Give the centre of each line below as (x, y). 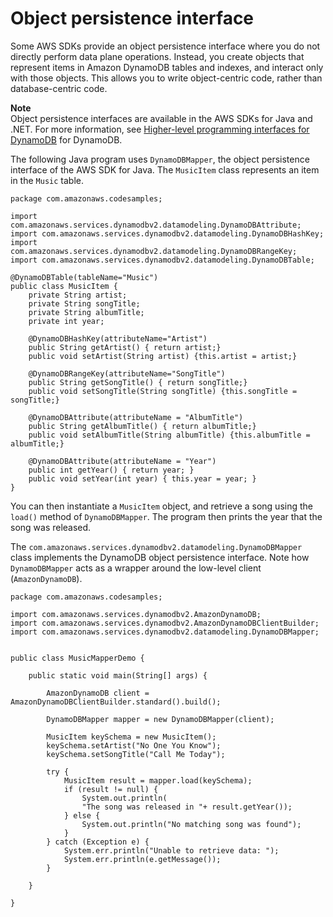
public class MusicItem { (64, 286)
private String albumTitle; (86, 312)
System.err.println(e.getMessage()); (142, 859)
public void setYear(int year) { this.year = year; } (142, 478)
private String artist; (78, 295)
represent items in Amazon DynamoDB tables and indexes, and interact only (167, 67)
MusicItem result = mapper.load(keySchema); (158, 780)
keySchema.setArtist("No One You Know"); (134, 745)
